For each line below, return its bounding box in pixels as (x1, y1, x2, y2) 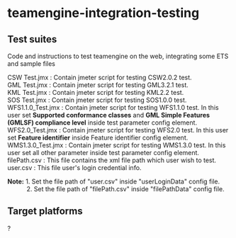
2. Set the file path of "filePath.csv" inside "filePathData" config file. (26, 185, 225, 193)
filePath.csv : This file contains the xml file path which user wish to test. (7, 156, 217, 164)
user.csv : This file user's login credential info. (7, 164, 142, 171)
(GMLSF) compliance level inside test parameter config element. (7, 118, 197, 127)
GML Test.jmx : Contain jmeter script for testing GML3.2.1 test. (7, 81, 189, 89)
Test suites (7, 33, 57, 45)
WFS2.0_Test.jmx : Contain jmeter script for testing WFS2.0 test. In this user (7, 126, 229, 134)
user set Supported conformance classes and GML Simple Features (7, 111, 210, 119)
